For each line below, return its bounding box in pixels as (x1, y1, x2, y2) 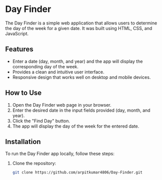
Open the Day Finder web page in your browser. (12, 102, 111, 108)
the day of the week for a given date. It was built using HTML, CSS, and (5, 25, 152, 31)
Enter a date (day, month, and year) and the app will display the (12, 58, 143, 64)
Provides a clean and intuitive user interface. (12, 69, 104, 75)
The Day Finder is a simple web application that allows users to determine (5, 20, 157, 26)
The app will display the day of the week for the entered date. (12, 123, 139, 129)
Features (5, 45, 33, 53)
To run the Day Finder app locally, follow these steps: (5, 151, 115, 157)
